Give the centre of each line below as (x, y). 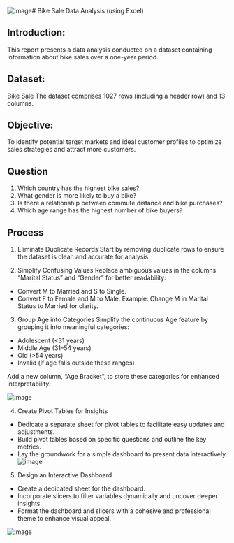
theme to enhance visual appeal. (64, 519)
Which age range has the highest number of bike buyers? (100, 210)
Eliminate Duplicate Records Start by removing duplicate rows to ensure (120, 249)
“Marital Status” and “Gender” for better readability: (92, 278)
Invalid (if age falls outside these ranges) (76, 363)
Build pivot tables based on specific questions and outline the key (112, 440)
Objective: (30, 125)
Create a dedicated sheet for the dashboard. (81, 488)
